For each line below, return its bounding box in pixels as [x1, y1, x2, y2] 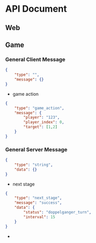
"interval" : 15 [23, 214, 56, 220]
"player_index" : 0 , [23, 120, 65, 125]
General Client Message [5, 56, 66, 63]
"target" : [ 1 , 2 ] [23, 124, 58, 130]
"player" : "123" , [23, 115, 60, 120]
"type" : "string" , [14, 162, 53, 167]
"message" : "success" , [14, 200, 62, 205]
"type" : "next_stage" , [14, 196, 62, 201]
